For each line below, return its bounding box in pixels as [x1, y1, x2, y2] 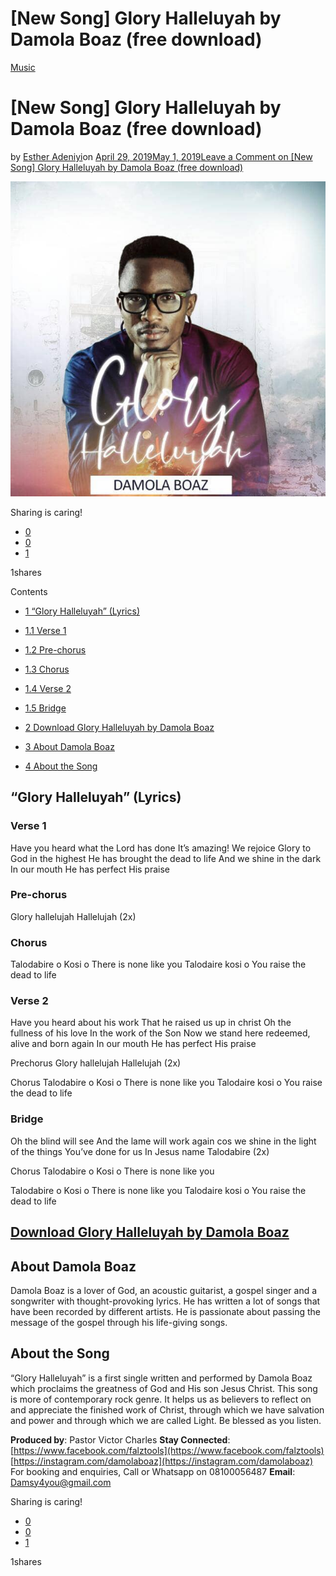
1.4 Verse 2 [24, 682, 72, 694]
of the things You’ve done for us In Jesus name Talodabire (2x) [10, 1145, 270, 1157]
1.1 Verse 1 [24, 624, 67, 636]
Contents [10, 585, 48, 597]
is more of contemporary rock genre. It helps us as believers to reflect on [10, 1393, 312, 1405]
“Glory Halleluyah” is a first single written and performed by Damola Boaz [10, 1372, 313, 1384]
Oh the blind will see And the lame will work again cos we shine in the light [10, 1135, 317, 1147]
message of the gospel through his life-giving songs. [10, 1316, 228, 1328]
